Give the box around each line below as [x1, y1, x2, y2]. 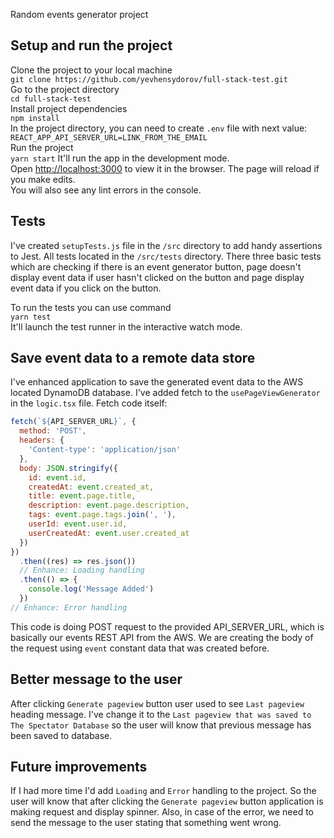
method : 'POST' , [19, 426, 87, 436]
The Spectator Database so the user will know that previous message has [10, 719, 312, 731]
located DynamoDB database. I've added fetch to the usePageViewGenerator [10, 387, 321, 399]
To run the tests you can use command [10, 301, 172, 313]
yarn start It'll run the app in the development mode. [10, 152, 230, 164]
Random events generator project [10, 9, 149, 20]
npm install [10, 113, 60, 123]
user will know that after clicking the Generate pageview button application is [10, 795, 324, 808]
